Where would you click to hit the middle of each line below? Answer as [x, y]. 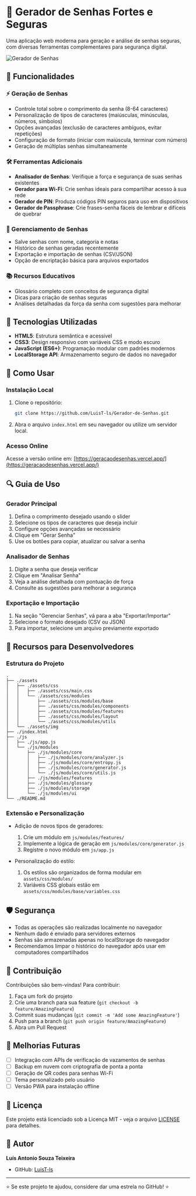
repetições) [28, 134]
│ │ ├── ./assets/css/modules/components [68, 706]
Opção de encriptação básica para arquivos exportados [81, 261]
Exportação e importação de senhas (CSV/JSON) [73, 254]
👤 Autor [20, 1144]
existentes [27, 183]
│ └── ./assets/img [32, 727]
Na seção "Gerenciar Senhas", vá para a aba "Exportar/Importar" [92, 616]
